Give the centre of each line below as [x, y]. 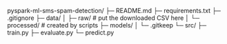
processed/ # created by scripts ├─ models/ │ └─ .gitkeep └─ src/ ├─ [107, 25]
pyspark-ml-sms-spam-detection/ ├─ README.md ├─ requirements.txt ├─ [114, 11]
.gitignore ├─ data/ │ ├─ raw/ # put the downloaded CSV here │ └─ [103, 18]
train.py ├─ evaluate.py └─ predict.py [61, 32]
